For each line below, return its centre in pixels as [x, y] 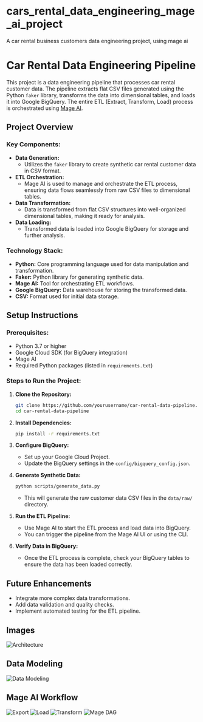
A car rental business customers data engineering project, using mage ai [97, 41]
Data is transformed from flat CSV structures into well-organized [105, 209]
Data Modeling [35, 664]
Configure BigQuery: [42, 445]
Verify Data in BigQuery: [46, 546]
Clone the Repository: [43, 394]
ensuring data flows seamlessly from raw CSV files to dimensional [107, 190]
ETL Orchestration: [40, 177]
